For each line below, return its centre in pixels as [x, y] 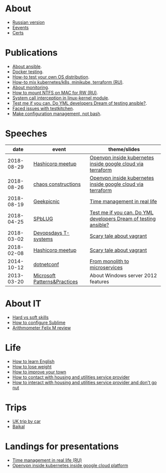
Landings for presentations [62, 446]
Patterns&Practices [56, 281]
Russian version [28, 22]
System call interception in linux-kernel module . [61, 98]
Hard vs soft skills [30, 317]
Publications [31, 53]
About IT [23, 304]
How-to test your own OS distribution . [51, 77]
